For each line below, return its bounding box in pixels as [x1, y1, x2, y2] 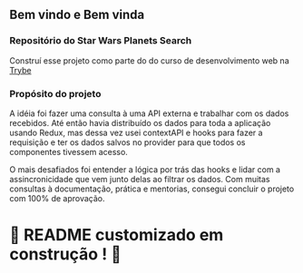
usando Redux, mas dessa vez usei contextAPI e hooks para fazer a [9, 127, 263, 138]
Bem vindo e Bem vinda [9, 7, 145, 23]
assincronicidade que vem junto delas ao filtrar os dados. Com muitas [9, 173, 270, 184]
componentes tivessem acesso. [9, 146, 129, 157]
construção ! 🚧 [9, 244, 122, 265]
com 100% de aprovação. [9, 192, 105, 203]
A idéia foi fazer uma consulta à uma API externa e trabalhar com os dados [9, 108, 289, 119]
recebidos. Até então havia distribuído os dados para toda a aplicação [9, 117, 271, 128]
